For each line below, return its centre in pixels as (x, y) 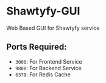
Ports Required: (37, 47)
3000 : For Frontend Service (48, 61)
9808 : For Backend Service (48, 68)
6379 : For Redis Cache (43, 75)
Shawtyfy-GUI (43, 11)
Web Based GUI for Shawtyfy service (53, 28)
